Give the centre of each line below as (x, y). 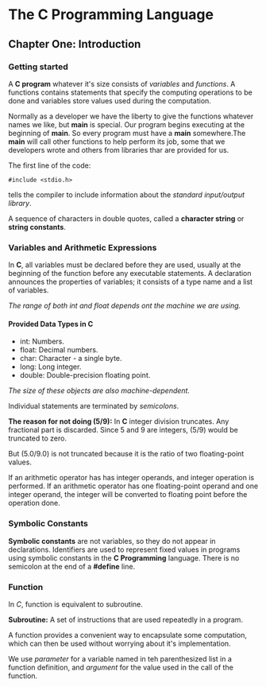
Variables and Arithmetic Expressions (83, 247)
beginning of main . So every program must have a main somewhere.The (127, 133)
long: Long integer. (50, 367)
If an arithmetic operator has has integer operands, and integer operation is (131, 478)
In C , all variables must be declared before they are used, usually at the (125, 265)
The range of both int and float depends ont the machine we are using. (125, 306)
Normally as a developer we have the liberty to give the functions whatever (131, 116)
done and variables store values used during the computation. (110, 100)
